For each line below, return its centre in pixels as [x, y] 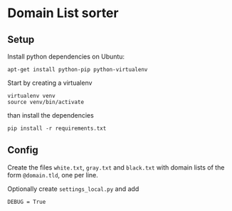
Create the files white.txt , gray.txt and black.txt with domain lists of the [116, 167]
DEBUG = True [27, 202]
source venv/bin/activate [46, 102]
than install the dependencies [51, 115]
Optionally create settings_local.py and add [73, 189]
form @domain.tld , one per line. [53, 175]
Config [23, 150]
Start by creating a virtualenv [50, 83]
